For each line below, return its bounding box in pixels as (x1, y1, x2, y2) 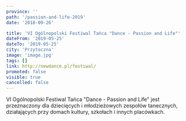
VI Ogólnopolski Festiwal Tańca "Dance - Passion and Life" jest (6, 96, 160, 103)
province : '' (6, 8, 38, 15)
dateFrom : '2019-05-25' (6, 36, 65, 42)
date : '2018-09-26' (6, 19, 54, 25)
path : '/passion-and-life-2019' (6, 14, 86, 20)
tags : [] (6, 57, 28, 64)
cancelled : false (6, 80, 49, 86)
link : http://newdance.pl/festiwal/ (6, 63, 96, 69)
